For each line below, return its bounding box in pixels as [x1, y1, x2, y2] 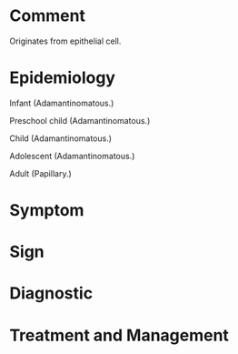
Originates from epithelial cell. [9, 35, 122, 46]
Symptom [9, 200, 84, 221]
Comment [9, 5, 86, 26]
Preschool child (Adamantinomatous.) [9, 115, 151, 126]
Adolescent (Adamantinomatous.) [9, 150, 135, 161]
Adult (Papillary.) [9, 167, 73, 178]
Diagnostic [9, 283, 94, 304]
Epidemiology [9, 67, 116, 88]
